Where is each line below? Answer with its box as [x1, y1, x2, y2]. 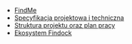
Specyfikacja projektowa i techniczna [14, 13, 125, 22]
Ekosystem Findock [14, 28, 73, 37]
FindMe [14, 6, 37, 14]
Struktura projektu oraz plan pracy [14, 21, 116, 29]
